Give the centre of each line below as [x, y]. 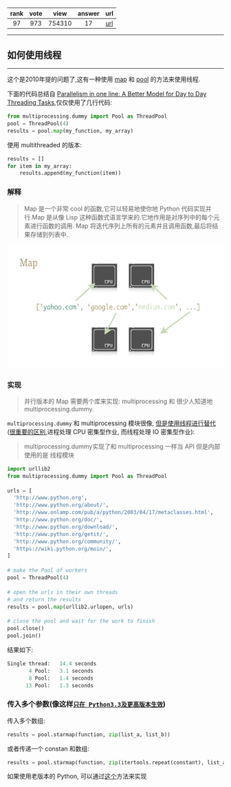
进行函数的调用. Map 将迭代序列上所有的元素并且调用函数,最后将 [121, 226]
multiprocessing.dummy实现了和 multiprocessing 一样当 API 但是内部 [122, 446]
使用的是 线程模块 [49, 455]
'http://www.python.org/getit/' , [61, 534]
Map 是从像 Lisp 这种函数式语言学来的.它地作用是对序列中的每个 [123, 217]
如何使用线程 [34, 55]
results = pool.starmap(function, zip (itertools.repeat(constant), [106, 762]
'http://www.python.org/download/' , [66, 527]
